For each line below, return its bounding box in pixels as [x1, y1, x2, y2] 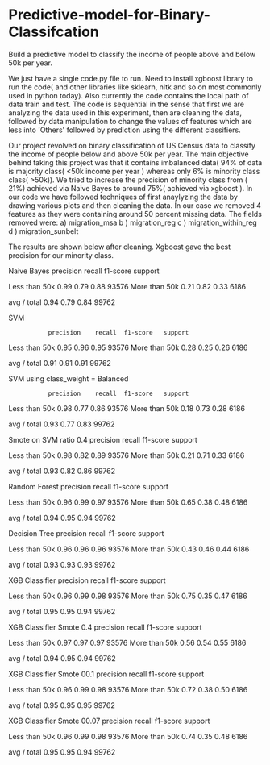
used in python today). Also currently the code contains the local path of [8, 90, 249, 100]
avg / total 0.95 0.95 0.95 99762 [8, 700, 115, 710]
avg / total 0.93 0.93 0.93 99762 [8, 559, 116, 569]
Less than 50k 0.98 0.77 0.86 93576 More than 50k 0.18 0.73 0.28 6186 [8, 403, 246, 413]
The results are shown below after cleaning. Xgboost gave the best [8, 242, 231, 252]
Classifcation [8, 23, 99, 41]
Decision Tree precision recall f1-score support [8, 528, 164, 538]
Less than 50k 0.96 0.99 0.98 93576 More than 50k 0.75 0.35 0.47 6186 [8, 591, 247, 601]
